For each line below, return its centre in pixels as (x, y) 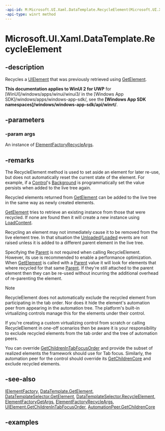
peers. (12, 339)
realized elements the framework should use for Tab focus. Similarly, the (78, 353)
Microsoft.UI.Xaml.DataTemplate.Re (80, 39)
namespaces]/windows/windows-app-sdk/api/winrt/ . (61, 105)
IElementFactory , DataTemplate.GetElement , (50, 391)
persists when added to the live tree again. (48, 188)
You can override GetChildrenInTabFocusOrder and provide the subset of (79, 348)
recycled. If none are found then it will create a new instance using (72, 217)
